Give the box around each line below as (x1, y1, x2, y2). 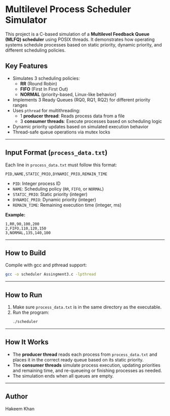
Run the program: (12, 309, 50, 315)
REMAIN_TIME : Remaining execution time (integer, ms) (12, 202, 122, 208)
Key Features (5, 62, 48, 70)
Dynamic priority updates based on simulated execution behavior (12, 123, 149, 129)
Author (5, 392, 28, 401)
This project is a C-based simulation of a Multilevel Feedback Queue (5, 31, 150, 37)
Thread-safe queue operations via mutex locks (12, 129, 110, 135)
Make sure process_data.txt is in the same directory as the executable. (12, 304, 162, 310)
